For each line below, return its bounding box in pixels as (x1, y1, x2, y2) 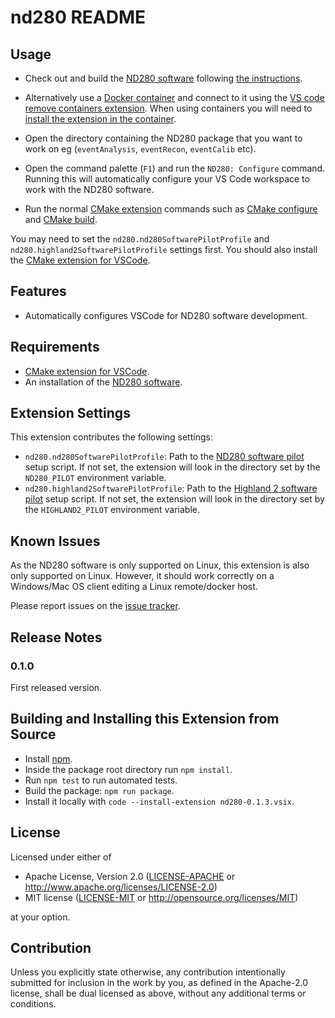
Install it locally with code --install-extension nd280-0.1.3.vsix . (24, 795, 295, 807)
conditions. (10, 998, 57, 1010)
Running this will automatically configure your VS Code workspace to (24, 173, 310, 185)
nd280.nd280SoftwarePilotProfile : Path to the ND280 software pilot (24, 451, 305, 463)
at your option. (10, 911, 71, 923)
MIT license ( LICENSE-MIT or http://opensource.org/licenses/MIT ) (24, 891, 299, 903)
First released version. (10, 681, 103, 693)
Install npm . (24, 752, 73, 765)
